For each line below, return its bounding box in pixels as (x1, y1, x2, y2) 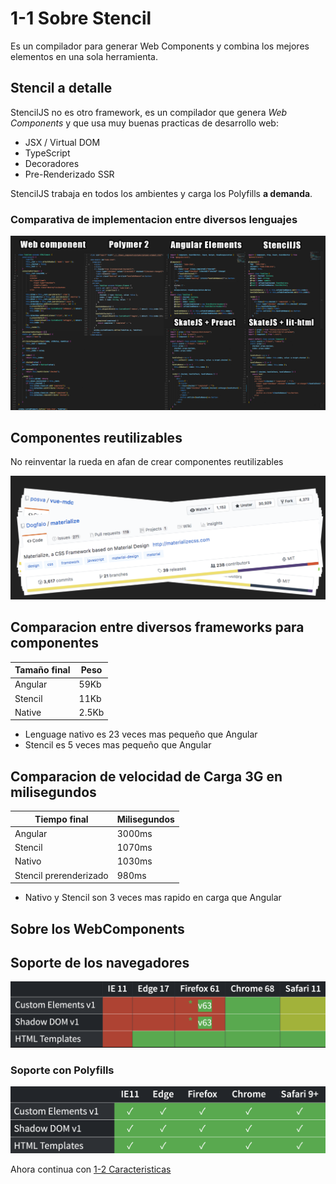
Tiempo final (34, 813, 89, 825)
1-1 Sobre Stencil (10, 7, 152, 30)
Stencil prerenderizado (14, 869, 109, 881)
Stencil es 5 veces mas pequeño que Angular (24, 739, 212, 751)
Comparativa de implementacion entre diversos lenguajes (10, 212, 298, 226)
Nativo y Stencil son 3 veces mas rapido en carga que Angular (24, 892, 282, 904)
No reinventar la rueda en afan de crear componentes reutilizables (10, 456, 284, 468)
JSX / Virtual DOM (24, 136, 101, 148)
